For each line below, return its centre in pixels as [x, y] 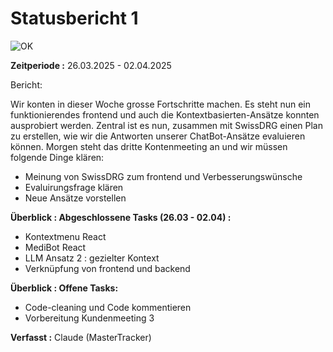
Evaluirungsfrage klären [74, 187]
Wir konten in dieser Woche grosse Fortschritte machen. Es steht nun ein [161, 104]
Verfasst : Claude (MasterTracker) [81, 337]
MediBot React [55, 247]
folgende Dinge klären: [57, 157]
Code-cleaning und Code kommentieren [108, 307]
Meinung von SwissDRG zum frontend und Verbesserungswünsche [163, 176]
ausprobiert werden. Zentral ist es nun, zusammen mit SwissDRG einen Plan [167, 125]
